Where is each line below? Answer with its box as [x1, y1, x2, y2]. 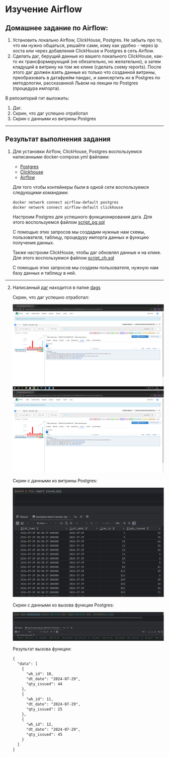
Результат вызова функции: [12, 645, 72, 652]
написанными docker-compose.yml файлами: [12, 154, 110, 160]
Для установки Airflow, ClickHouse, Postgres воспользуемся [12, 148, 142, 155]
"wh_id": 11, [26, 696, 54, 701]
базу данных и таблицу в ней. [12, 270, 76, 276]
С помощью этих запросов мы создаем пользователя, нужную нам [12, 264, 159, 271]
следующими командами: [12, 189, 69, 195]
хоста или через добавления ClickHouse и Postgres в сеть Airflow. [12, 48, 154, 54]
